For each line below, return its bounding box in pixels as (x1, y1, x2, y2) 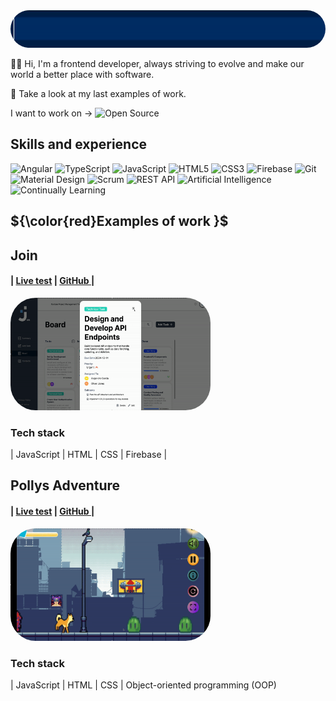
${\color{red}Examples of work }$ (10, 213, 229, 230)
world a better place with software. (10, 69, 155, 80)
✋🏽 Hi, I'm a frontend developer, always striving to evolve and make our (10, 58, 305, 69)
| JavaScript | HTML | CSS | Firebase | (10, 449, 168, 461)
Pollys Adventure (10, 477, 121, 494)
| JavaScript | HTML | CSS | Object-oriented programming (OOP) (10, 679, 277, 691)
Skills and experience (10, 136, 148, 153)
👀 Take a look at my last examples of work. (10, 88, 187, 99)
